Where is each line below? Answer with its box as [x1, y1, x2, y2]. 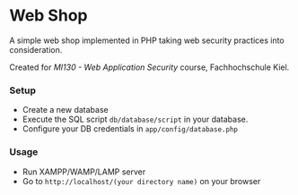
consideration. [9, 44, 63, 55]
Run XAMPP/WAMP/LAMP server [22, 166, 146, 177]
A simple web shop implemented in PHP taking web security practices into [9, 35, 285, 46]
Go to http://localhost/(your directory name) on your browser [22, 175, 261, 186]
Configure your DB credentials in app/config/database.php [22, 123, 238, 134]
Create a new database [22, 105, 110, 115]
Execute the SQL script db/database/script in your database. [22, 114, 249, 125]
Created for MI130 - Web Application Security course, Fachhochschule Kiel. [9, 62, 290, 72]
